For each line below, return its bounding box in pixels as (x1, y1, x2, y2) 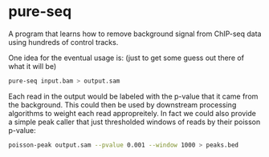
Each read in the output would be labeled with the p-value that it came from (8, 91, 259, 101)
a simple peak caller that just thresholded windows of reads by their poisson (8, 117, 261, 127)
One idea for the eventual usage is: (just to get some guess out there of (8, 53, 245, 62)
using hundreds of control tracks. (8, 37, 119, 46)
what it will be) (8, 61, 57, 70)
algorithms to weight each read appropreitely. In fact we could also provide (8, 108, 257, 118)
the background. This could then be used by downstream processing (8, 99, 237, 110)
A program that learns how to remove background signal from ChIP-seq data (8, 29, 262, 38)
